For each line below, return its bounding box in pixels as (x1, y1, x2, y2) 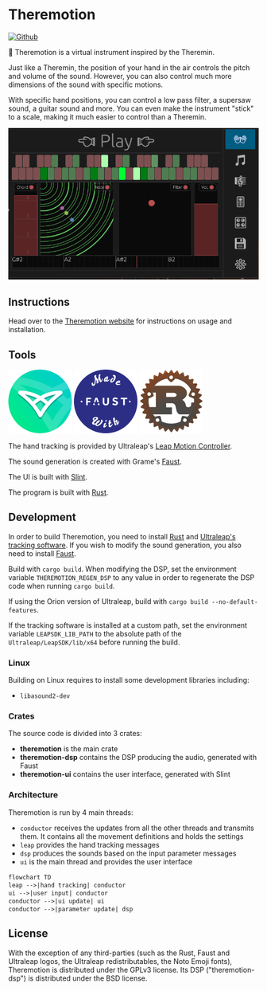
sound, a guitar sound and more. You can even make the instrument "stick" (8, 104, 254, 113)
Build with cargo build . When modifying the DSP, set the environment (8, 564, 237, 574)
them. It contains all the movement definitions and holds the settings (19, 831, 244, 841)
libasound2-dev (19, 692, 71, 700)
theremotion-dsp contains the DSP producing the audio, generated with (19, 753, 257, 762)
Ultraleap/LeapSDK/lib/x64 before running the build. (8, 637, 180, 647)
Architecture (8, 789, 59, 801)
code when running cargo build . (8, 581, 115, 590)
